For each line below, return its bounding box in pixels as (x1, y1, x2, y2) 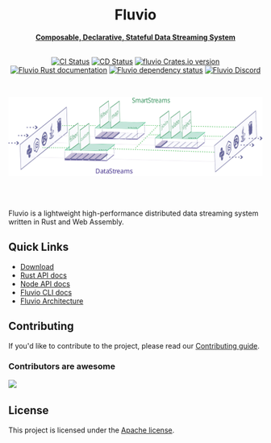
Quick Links (8, 240, 69, 254)
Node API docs (19, 278, 71, 288)
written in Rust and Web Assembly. (8, 216, 125, 227)
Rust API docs (19, 270, 67, 280)
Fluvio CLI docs (19, 287, 73, 297)
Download (19, 261, 55, 271)
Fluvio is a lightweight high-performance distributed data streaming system (8, 208, 259, 218)
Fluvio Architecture (19, 296, 84, 306)
